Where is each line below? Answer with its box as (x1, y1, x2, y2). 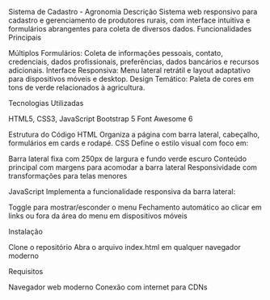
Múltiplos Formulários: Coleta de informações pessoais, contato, (8, 49, 224, 57)
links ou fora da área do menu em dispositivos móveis (8, 211, 188, 221)
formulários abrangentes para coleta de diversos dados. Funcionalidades (8, 24, 252, 33)
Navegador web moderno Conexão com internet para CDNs (8, 282, 208, 292)
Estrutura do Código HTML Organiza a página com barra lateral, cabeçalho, (8, 129, 260, 139)
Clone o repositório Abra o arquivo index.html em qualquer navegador (8, 243, 241, 251)
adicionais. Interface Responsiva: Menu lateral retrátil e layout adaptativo (8, 65, 251, 75)
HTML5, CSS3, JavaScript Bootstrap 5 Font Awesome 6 (8, 114, 193, 124)
